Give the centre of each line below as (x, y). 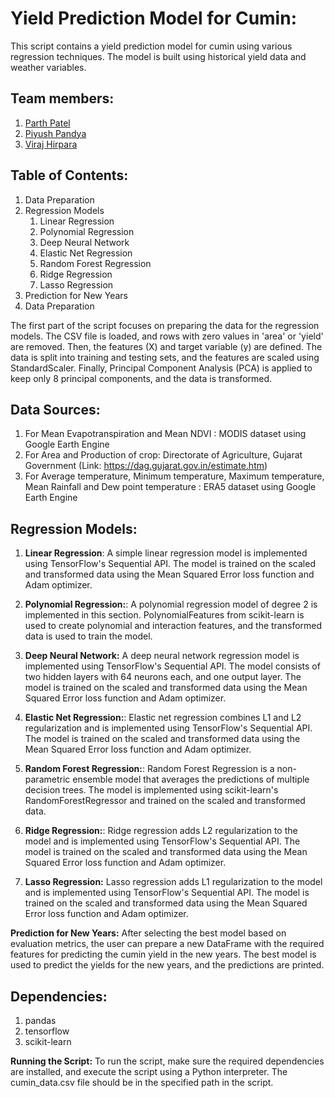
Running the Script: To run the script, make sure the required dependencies (167, 1061)
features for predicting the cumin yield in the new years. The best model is (163, 954)
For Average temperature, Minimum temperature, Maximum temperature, (174, 476)
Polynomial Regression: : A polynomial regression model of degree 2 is (171, 604)
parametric (47, 779)
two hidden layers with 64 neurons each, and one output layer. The (163, 677)
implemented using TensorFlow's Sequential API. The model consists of (172, 666)
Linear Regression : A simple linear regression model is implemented (166, 553)
